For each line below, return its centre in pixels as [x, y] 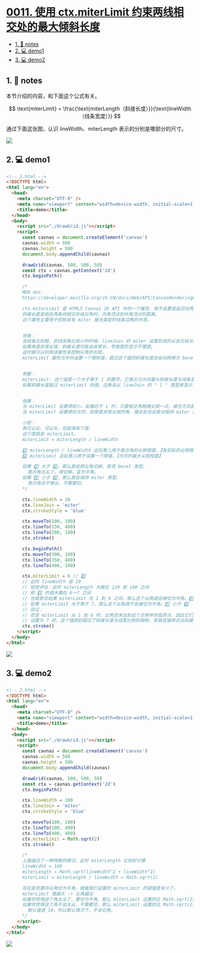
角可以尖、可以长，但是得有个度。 [57, 428]
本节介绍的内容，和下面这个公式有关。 [53, 95]
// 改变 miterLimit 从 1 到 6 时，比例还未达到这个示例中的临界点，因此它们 [107, 615]
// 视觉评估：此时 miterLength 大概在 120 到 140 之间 [85, 587]
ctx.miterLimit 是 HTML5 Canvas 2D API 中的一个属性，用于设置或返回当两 [107, 309]
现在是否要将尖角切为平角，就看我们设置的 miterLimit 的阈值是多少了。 [100, 888]
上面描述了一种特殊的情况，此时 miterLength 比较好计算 [84, 861]
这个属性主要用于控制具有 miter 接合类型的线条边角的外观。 [87, 320]
